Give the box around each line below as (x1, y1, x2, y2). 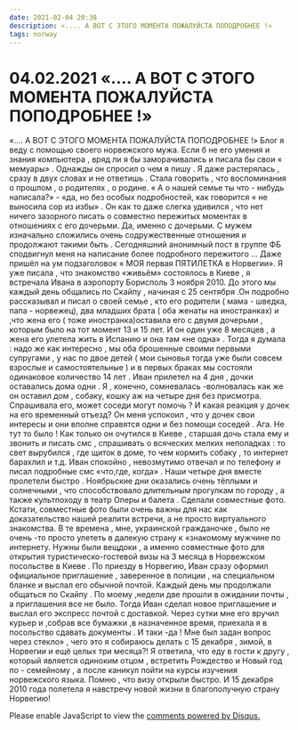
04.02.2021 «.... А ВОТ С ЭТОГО (9, 68, 255, 88)
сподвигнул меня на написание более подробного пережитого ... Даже (9, 248, 282, 259)
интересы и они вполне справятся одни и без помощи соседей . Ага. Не (9, 419, 285, 430)
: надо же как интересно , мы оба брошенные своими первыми (9, 344, 252, 354)
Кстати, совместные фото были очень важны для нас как (9, 504, 228, 515)
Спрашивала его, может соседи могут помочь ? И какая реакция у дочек (9, 400, 290, 410)
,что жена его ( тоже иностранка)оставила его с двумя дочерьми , (9, 315, 263, 326)
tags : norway (9, 29, 58, 38)
